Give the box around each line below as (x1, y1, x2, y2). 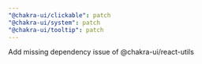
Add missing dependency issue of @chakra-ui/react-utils (8, 48, 195, 57)
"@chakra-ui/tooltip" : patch (8, 26, 104, 34)
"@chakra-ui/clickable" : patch (8, 11, 111, 20)
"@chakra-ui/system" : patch (8, 19, 101, 27)
